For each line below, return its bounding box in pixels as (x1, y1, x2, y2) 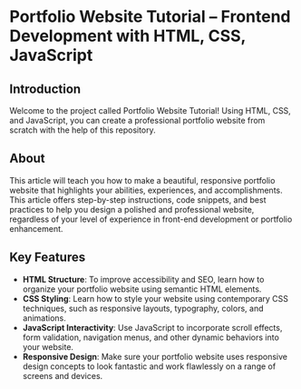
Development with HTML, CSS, (9, 25, 247, 46)
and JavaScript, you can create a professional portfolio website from (9, 115, 266, 125)
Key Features (9, 250, 86, 265)
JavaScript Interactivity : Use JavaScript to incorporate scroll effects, (22, 322, 283, 333)
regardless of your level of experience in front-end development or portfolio (9, 214, 293, 224)
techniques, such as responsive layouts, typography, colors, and (22, 303, 264, 314)
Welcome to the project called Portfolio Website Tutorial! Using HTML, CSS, (9, 105, 292, 115)
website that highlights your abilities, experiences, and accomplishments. (9, 185, 283, 195)
